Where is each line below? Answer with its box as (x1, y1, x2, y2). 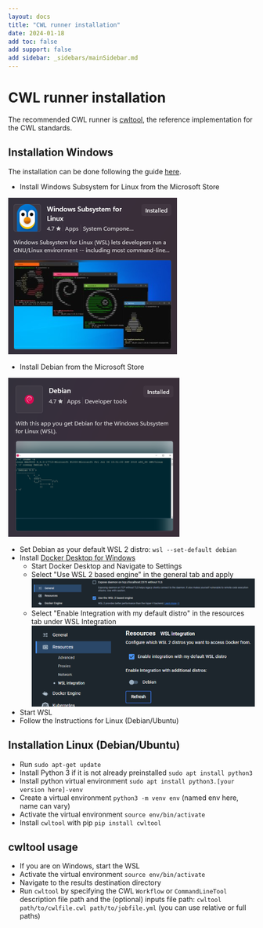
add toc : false (8, 38, 58, 46)
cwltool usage (8, 840, 78, 853)
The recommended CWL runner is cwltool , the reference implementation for (8, 115, 253, 124)
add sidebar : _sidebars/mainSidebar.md (8, 54, 139, 62)
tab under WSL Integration (31, 617, 117, 627)
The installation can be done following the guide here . (8, 166, 182, 176)
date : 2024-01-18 (8, 29, 65, 37)
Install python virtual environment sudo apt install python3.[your (19, 776, 235, 785)
